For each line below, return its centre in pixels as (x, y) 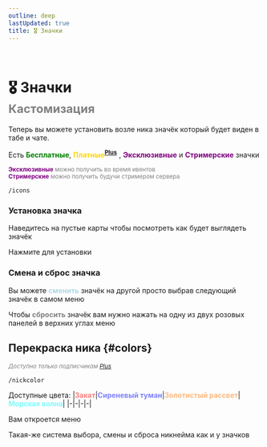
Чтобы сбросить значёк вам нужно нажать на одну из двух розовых (126, 314)
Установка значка (45, 211)
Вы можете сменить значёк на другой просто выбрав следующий (122, 290)
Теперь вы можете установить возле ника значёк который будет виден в (133, 130)
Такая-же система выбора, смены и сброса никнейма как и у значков (129, 435)
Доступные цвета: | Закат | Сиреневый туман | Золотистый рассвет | (124, 395)
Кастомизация (52, 109)
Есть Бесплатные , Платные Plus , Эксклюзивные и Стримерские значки (134, 154)
